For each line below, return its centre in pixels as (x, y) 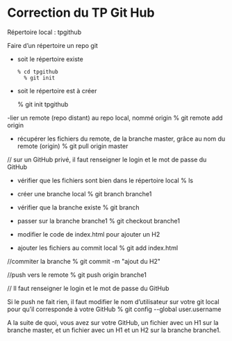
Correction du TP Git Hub (81, 13)
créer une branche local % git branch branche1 (84, 193)
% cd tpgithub (38, 72)
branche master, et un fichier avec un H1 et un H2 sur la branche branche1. (114, 330)
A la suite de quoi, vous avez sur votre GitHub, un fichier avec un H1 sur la (113, 322)
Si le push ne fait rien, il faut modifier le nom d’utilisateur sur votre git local (114, 301)
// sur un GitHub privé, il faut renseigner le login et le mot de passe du (107, 159)
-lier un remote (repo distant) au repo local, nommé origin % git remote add (115, 118)
